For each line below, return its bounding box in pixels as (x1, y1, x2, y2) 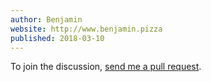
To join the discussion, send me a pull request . (10, 61, 202, 73)
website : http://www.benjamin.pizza (10, 24, 163, 34)
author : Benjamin (10, 14, 83, 25)
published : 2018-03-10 (10, 33, 105, 43)
